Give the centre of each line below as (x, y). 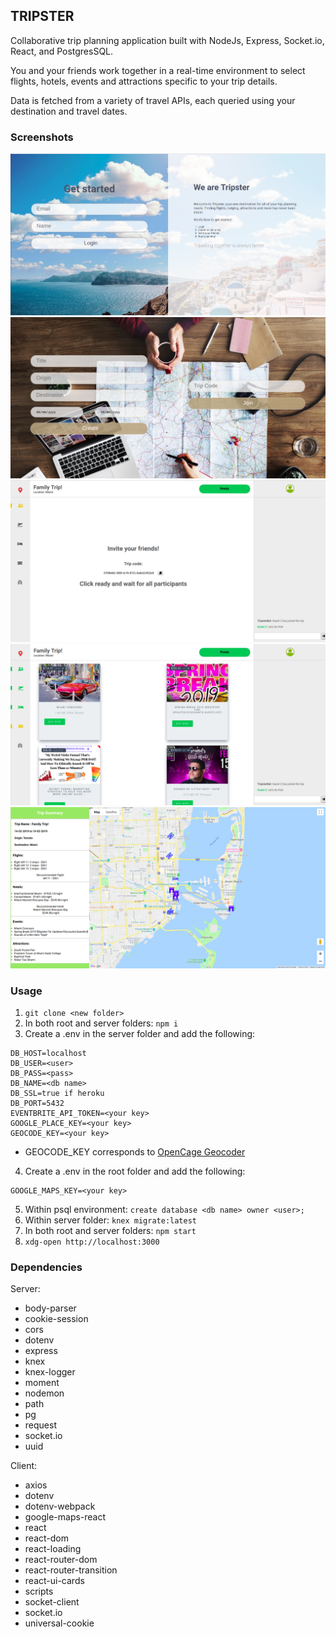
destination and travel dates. (69, 111)
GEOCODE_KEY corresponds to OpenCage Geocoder (135, 1152)
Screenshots (42, 137)
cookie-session (56, 1319)
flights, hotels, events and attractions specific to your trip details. (144, 81)
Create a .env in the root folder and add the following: (135, 1171)
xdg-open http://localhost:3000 (92, 1242)
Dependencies (46, 1267)
